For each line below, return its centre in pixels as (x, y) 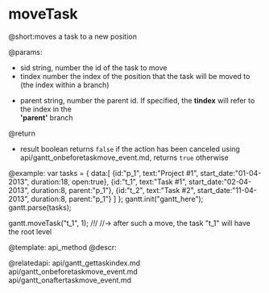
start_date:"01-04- (231, 173)
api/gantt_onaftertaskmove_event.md (70, 280)
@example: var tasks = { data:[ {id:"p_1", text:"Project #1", (103, 173)
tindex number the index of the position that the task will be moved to (135, 76)
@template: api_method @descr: (62, 247)
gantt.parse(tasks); (40, 207)
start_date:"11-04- (227, 190)
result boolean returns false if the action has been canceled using (130, 149)
